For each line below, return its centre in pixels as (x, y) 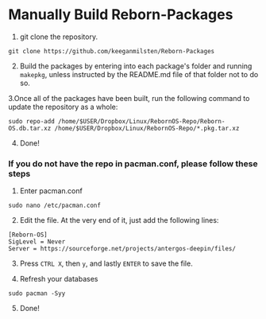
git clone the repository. (58, 37)
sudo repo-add (32, 121)
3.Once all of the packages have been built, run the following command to (129, 98)
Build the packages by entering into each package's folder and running (136, 66)
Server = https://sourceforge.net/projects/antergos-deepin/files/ (122, 249)
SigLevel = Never (37, 242)
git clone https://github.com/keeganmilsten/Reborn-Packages (112, 51)
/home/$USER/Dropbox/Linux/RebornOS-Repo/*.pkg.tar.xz (147, 128)
